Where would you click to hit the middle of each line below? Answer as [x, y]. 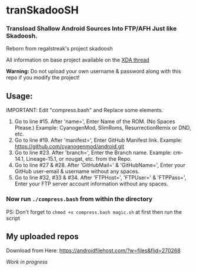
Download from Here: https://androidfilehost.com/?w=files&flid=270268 [94, 250]
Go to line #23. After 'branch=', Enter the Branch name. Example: [93, 153]
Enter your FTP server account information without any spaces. [91, 184]
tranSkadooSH [43, 10]
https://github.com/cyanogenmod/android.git [69, 147]
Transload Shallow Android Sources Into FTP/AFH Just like [91, 29]
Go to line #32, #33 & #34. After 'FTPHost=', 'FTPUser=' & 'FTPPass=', [100, 178]
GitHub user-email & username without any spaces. [77, 171]
